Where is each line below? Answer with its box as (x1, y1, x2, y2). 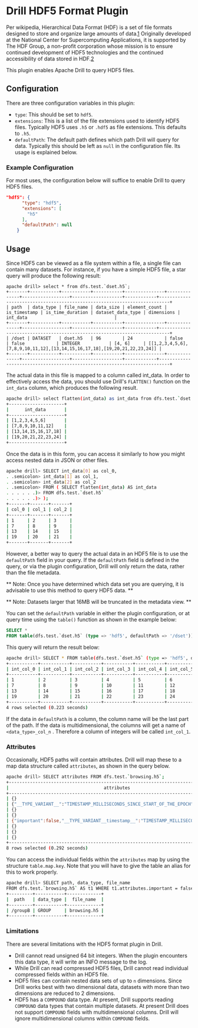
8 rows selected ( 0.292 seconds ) (6, 845, 88, 851)
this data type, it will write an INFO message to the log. (14, 958, 148, 965)
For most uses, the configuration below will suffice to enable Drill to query (6, 177, 186, 184)
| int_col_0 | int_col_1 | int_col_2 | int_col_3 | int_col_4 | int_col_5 (6, 666, 194, 672)
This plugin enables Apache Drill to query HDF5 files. (6, 66, 135, 73)
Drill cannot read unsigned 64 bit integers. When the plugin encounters (14, 952, 187, 959)
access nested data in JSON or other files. (6, 457, 109, 464)
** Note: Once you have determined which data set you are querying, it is (6, 581, 184, 588)
